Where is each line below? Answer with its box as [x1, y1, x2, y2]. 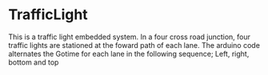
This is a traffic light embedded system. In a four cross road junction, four [8, 32, 250, 41]
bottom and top [8, 57, 59, 67]
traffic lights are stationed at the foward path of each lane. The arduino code [8, 40, 260, 49]
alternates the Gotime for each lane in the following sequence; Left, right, [8, 49, 250, 58]
